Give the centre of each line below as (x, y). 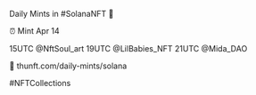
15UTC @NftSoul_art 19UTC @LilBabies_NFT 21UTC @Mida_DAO (128, 48)
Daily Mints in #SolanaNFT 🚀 (62, 14)
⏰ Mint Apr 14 (34, 31)
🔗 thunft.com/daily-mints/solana (68, 66)
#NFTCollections (40, 83)
